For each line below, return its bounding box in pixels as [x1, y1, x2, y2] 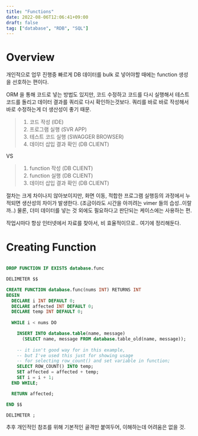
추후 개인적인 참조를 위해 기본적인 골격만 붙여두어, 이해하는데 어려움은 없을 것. [6, 424, 186, 431]
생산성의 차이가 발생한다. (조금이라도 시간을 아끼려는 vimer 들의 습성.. [21, 200, 182, 207]
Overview [6, 51, 55, 64]
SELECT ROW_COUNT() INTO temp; [17, 364, 94, 370]
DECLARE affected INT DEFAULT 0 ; [11, 303, 94, 309]
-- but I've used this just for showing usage [17, 352, 134, 358]
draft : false [6, 20, 38, 25]
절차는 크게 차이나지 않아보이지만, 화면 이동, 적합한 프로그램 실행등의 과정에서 [6, 192, 184, 199]
